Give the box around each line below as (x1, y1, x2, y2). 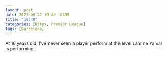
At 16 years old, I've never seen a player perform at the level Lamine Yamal (5, 40, 162, 46)
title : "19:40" (5, 17, 38, 22)
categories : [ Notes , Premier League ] (5, 21, 86, 27)
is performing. (5, 46, 35, 52)
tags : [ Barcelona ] (5, 26, 44, 32)
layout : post (5, 7, 33, 13)
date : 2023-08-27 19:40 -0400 (5, 12, 70, 17)
